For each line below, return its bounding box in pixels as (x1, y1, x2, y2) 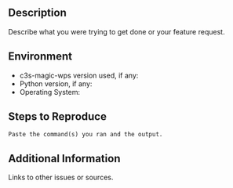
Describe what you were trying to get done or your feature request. (8, 27, 225, 36)
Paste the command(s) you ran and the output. (8, 131, 163, 139)
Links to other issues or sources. (8, 172, 114, 183)
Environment (8, 50, 73, 63)
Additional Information (8, 152, 121, 165)
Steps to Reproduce (8, 110, 107, 124)
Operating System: (19, 87, 81, 96)
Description (8, 6, 67, 20)
